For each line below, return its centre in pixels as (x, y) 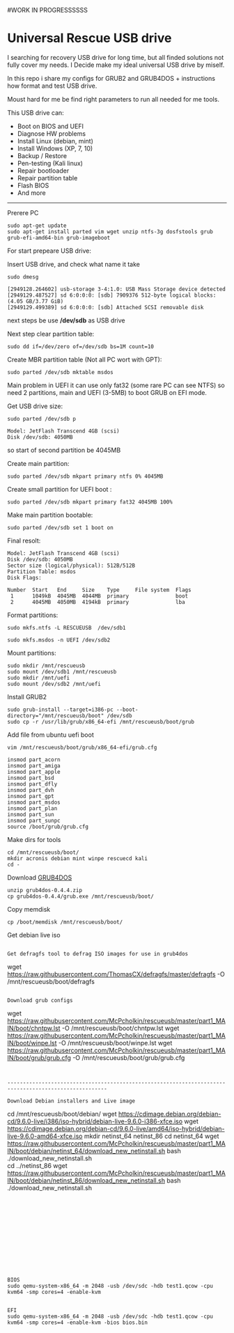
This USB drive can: (36, 112)
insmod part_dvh (31, 790)
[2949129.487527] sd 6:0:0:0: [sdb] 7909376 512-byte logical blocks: (112, 295)
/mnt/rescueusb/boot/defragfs (51, 981)
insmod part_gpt (31, 796)
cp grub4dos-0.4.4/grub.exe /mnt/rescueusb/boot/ (81, 896)
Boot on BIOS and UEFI (50, 126)
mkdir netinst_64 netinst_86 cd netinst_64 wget (151, 1136)
